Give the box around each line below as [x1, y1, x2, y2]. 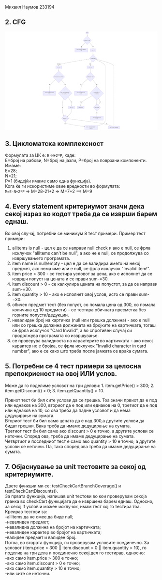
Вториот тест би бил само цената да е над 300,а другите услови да [5, 418, 145, 423]
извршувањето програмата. [12, 255, 70, 261]
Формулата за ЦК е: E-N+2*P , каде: [5, 152, 76, 158]
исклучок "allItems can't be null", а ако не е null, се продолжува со [12, 250, 149, 256]
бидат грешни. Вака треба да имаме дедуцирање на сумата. [5, 423, 132, 429]
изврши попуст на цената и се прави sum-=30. [12, 276, 109, 282]
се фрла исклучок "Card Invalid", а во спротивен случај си [12, 327, 132, 333]
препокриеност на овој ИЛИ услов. [5, 370, 118, 378]
